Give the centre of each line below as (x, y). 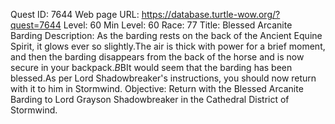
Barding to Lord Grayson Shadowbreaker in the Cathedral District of (150, 99)
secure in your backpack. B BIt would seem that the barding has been (151, 67)
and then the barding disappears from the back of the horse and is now (157, 57)
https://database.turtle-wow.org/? (211, 14)
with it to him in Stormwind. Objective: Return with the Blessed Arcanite (157, 88)
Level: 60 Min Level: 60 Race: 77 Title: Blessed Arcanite (178, 25)
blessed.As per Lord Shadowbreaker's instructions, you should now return (163, 78)
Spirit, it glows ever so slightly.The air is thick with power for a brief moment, (168, 46)
